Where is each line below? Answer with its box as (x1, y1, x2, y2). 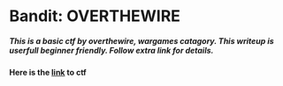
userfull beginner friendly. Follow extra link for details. (9, 45, 214, 55)
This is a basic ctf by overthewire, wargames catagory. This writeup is (9, 35, 274, 46)
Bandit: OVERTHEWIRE (9, 6, 181, 26)
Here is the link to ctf (9, 68, 87, 78)
